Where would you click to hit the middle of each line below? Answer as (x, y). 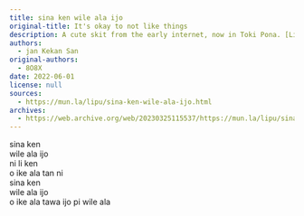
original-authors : (44, 60)
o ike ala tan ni (36, 174)
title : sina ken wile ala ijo (66, 18)
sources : (26, 93)
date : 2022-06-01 (42, 77)
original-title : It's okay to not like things (99, 26)
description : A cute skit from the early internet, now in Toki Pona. (145, 34)
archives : (28, 110)
